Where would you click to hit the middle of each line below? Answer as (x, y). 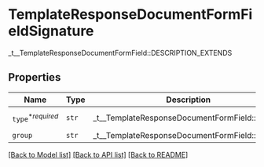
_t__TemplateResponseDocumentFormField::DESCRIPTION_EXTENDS (120, 53)
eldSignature (51, 31)
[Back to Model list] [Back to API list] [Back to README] (98, 154)
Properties (35, 77)
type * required (35, 117)
